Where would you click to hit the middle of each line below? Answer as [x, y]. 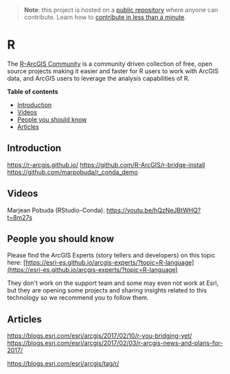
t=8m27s [20, 217]
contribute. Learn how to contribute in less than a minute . [105, 17]
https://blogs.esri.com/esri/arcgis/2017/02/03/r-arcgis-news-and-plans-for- [115, 343]
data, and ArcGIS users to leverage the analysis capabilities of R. [99, 78]
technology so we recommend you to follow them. [78, 298]
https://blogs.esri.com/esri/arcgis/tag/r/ [63, 364]
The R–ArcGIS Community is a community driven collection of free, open [110, 64]
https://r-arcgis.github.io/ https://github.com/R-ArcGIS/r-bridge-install [106, 164]
